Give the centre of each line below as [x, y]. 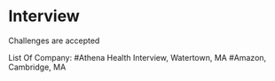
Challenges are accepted [54, 40]
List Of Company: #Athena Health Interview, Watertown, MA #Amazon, [137, 57]
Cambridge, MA [37, 67]
